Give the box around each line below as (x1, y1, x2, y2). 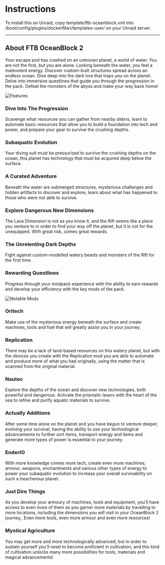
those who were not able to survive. (5, 195, 78, 200)
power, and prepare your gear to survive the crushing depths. (5, 127, 130, 133)
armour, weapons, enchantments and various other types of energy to (5, 465, 147, 471)
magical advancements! (5, 554, 54, 560)
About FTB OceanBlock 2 (5, 44, 83, 52)
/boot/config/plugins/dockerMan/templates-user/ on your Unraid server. (5, 25, 151, 31)
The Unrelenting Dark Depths (5, 240, 76, 247)
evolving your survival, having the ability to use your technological (5, 426, 139, 432)
